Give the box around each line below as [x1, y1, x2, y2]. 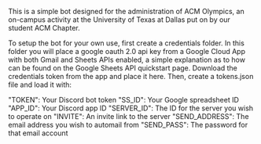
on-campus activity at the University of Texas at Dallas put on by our [8, 15, 230, 24]
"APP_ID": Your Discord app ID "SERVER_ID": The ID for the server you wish [8, 103, 254, 113]
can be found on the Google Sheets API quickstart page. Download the [8, 63, 238, 73]
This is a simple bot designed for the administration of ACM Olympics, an [8, 7, 245, 16]
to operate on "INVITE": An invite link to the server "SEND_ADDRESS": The [8, 112, 249, 121]
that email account [8, 128, 68, 138]
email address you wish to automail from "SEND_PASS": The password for [8, 121, 248, 129]
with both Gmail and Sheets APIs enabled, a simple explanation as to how [8, 55, 246, 64]
